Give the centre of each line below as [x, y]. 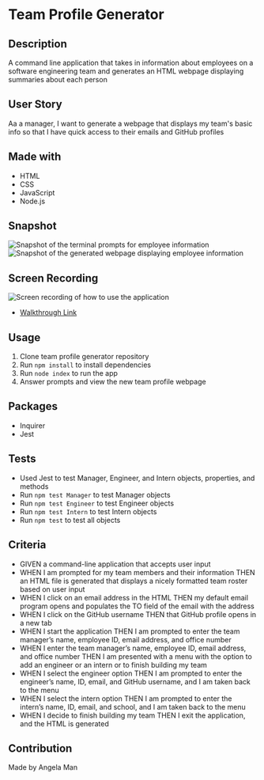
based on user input [52, 589]
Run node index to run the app [69, 373]
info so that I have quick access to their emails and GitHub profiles [116, 131]
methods [34, 486]
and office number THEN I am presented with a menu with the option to [136, 656]
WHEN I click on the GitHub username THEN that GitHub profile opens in [138, 614]
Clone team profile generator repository [84, 357]
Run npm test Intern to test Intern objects [88, 511]
